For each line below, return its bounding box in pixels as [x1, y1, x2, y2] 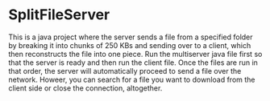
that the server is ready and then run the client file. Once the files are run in [8, 58, 258, 67]
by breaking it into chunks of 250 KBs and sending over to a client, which [8, 40, 251, 50]
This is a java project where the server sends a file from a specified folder [8, 32, 253, 42]
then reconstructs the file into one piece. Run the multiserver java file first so [8, 49, 263, 59]
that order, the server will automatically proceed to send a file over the [8, 66, 242, 75]
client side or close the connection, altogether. [8, 83, 163, 93]
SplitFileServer [8, 6, 110, 24]
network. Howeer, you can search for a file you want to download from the [8, 75, 255, 84]
